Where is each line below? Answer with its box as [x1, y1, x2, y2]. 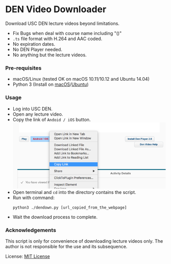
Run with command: [12, 194, 55, 201]
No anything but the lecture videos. [12, 52, 87, 58]
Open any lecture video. [12, 111, 64, 117]
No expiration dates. [12, 41, 55, 47]
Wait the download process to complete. [12, 214, 98, 220]
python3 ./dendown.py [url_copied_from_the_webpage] [12, 205, 127, 210]
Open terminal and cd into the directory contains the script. [12, 189, 136, 195]
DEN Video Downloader [5, 4, 107, 15]
